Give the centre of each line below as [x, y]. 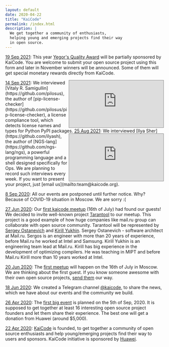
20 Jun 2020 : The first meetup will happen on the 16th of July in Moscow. [82, 267]
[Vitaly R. [15, 88]
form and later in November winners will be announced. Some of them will [82, 67]
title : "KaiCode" [23, 19]
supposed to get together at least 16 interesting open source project [76, 308]
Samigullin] [36, 88]
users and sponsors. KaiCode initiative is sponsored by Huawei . [71, 339]
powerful [40, 152]
